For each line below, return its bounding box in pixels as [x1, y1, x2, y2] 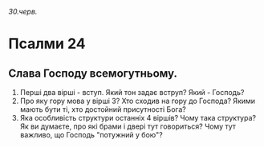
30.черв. [8, 7, 38, 16]
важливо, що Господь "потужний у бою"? [19, 130, 163, 139]
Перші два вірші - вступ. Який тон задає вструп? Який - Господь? [19, 88, 245, 97]
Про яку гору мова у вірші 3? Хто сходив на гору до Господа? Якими [19, 96, 255, 105]
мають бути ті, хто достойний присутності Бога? [19, 105, 186, 114]
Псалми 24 [8, 35, 86, 53]
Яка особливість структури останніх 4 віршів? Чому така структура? [19, 113, 257, 122]
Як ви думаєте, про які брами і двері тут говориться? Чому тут [19, 121, 237, 131]
